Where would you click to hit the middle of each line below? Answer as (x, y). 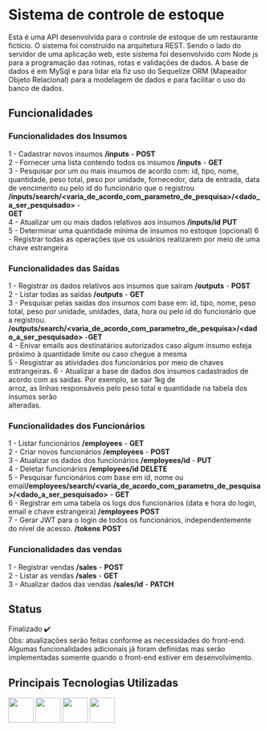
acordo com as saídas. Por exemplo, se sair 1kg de (92, 380)
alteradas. (25, 405)
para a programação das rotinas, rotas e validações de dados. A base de (128, 63)
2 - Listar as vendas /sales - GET (63, 575)
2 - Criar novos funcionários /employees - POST (89, 452)
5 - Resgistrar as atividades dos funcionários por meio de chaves (116, 362)
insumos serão (33, 396)
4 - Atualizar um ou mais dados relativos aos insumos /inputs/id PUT (123, 221)
